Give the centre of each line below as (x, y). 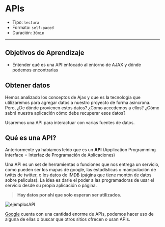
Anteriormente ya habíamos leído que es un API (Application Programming (81, 150)
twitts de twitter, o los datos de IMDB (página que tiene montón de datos (78, 175)
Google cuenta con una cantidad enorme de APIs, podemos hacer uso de (79, 214)
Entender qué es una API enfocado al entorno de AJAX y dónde (77, 65)
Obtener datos (28, 85)
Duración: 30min (28, 32)
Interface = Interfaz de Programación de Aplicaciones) (60, 155)
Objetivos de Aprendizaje (45, 53)
